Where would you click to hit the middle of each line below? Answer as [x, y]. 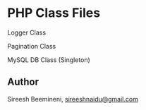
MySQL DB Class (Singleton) [49, 60]
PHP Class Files [54, 13]
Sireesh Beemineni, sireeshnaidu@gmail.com [73, 99]
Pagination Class [32, 46]
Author [23, 82]
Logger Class [27, 32]
